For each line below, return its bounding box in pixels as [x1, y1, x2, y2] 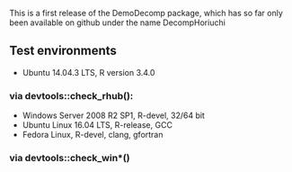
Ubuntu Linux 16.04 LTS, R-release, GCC [22, 120, 173, 131]
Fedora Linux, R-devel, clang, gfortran [22, 130, 164, 140]
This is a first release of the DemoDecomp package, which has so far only [9, 8, 283, 18]
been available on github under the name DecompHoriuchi [9, 17, 226, 28]
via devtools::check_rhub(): [9, 89, 134, 102]
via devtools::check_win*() [9, 152, 130, 165]
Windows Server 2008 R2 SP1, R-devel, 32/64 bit [22, 110, 205, 121]
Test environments [9, 43, 117, 59]
